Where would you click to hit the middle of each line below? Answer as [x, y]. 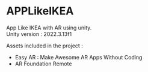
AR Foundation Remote [43, 64]
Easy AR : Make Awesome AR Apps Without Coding [79, 57]
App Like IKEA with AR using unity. [49, 28]
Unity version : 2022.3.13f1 [39, 34]
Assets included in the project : [45, 46]
